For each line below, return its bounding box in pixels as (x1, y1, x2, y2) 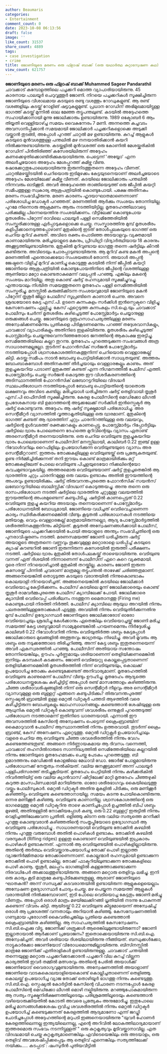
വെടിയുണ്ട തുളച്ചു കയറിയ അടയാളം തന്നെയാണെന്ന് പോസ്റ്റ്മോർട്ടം (5, 500, 143, 506)
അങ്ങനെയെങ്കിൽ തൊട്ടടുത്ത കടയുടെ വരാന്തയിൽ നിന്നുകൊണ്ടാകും (5, 573, 144, 579)
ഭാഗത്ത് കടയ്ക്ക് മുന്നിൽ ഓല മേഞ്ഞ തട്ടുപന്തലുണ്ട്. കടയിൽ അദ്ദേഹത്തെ (5, 109, 149, 115)
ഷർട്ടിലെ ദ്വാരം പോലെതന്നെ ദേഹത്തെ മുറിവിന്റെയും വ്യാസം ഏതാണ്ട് (5, 428, 148, 433)
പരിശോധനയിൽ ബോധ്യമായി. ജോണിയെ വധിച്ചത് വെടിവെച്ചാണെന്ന (5, 506, 148, 512)
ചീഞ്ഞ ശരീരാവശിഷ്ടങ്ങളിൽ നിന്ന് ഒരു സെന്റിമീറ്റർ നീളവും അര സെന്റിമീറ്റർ (5, 685, 158, 691)
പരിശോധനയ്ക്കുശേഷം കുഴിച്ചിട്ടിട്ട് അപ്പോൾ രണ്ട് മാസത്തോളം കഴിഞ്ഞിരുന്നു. (5, 679, 157, 685)
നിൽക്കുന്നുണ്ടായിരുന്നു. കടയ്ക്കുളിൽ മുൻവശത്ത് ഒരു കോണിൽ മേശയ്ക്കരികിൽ (5, 143, 155, 148)
